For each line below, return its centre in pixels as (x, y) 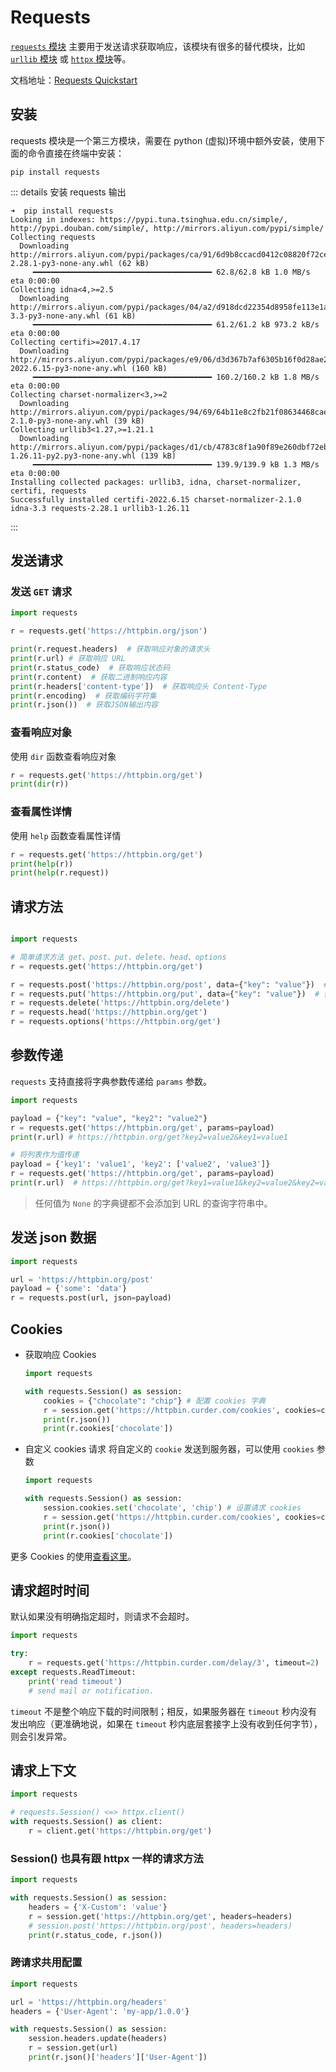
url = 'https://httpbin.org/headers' (89, 2002)
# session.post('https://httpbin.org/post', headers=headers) (160, 1926)
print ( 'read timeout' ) (75, 1681)
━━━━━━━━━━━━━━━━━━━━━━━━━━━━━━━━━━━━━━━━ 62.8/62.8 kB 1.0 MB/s (171, 272)
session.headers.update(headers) (98, 2039)
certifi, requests (48, 491)
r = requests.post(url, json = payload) (91, 1298)
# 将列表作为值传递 (45, 1155)
